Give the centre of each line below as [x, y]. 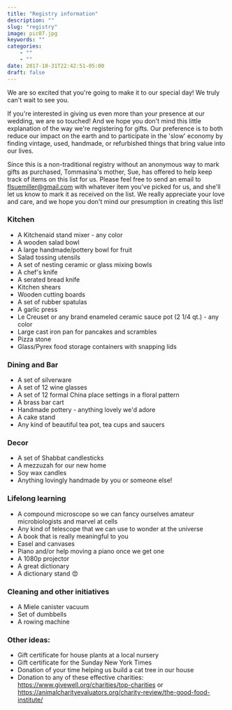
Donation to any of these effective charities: [80, 678]
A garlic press [37, 309]
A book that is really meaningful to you [73, 536]
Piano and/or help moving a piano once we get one [91, 551]
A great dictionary [43, 566]
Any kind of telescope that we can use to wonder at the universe [110, 528]
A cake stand [36, 417]
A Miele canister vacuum [53, 606]
